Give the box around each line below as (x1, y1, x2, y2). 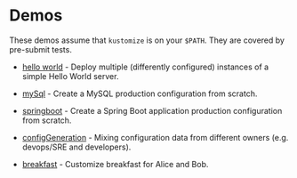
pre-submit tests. (9, 44, 73, 54)
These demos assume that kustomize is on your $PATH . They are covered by (9, 35, 285, 45)
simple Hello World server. (21, 70, 119, 81)
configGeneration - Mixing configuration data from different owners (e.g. (21, 132, 289, 142)
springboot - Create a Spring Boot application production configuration (21, 105, 283, 116)
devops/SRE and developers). (21, 142, 132, 152)
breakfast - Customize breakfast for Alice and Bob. (21, 158, 209, 169)
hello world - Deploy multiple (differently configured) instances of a (21, 61, 269, 72)
